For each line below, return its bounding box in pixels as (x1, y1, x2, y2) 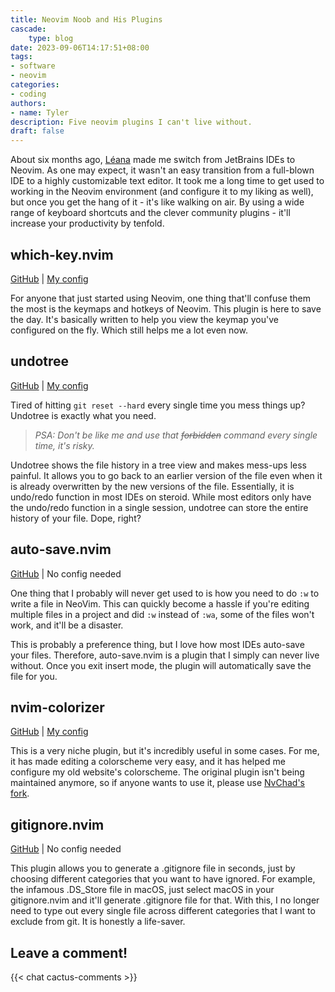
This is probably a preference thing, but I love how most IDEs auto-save (10, 638, 305, 650)
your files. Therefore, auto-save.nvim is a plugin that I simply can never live (10, 649, 320, 661)
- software (10, 61, 56, 71)
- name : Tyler (10, 107, 70, 118)
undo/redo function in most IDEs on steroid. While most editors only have (10, 491, 312, 503)
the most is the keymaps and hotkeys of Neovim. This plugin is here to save (10, 302, 322, 315)
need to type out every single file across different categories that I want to (10, 905, 316, 917)
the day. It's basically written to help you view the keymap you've (10, 313, 279, 325)
